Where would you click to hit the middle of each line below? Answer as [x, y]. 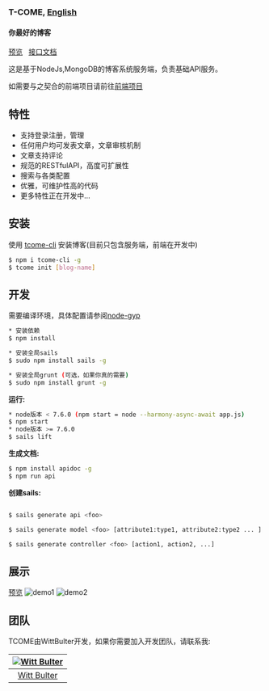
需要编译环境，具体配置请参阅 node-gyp [74, 316]
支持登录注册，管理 [52, 135]
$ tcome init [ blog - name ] [52, 268]
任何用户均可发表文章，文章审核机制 [80, 145]
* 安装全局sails [33, 353]
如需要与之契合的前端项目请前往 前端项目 [76, 86]
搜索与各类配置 [45, 175]
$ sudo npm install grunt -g [57, 382]
